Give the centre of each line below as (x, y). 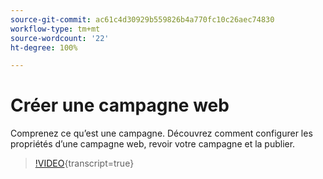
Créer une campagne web (120, 105)
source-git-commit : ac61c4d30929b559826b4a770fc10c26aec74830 (142, 19)
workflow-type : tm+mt (55, 29)
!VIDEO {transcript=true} (84, 163)
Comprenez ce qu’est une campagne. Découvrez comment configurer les (161, 133)
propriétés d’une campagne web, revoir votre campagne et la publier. (153, 144)
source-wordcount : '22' (60, 38)
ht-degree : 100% (44, 47)
